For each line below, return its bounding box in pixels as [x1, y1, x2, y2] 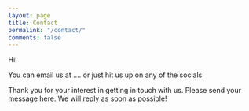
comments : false [8, 33, 61, 42]
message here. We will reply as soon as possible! [8, 94, 167, 103]
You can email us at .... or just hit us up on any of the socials [8, 70, 203, 80]
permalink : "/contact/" [8, 26, 86, 34]
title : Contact [8, 19, 58, 27]
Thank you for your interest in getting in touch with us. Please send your [8, 86, 242, 95]
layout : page [8, 11, 51, 20]
